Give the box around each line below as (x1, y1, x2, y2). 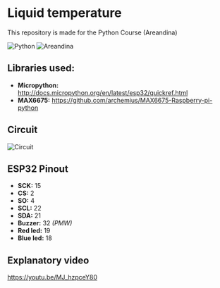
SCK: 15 (17, 182, 42, 190)
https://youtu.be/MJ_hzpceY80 (7, 273, 97, 282)
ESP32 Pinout (7, 163, 68, 175)
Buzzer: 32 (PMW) (17, 219, 73, 227)
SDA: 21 (17, 211, 41, 220)
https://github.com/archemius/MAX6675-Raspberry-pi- (51, 96, 213, 104)
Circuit (7, 124, 38, 136)
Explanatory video (7, 254, 90, 266)
